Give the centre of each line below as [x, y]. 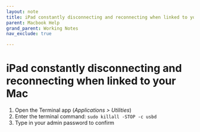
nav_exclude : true [29, 34]
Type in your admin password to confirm [65, 123]
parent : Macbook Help [33, 23]
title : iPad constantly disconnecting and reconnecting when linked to [97, 17]
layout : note [22, 12]
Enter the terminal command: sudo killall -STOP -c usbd [86, 117]
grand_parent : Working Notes [42, 28]
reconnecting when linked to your [91, 81]
